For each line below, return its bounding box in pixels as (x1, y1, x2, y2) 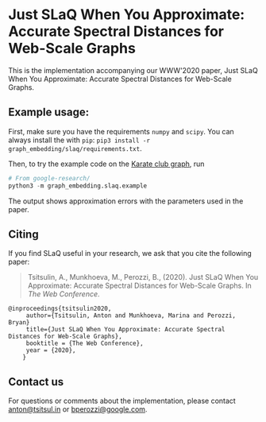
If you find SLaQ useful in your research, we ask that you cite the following (8, 249, 252, 258)
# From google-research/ (8, 174, 91, 182)
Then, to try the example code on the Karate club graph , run (8, 159, 205, 168)
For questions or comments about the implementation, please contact (8, 396, 236, 406)
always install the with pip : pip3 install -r (8, 135, 151, 145)
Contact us (8, 375, 64, 389)
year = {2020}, (25, 347, 77, 354)
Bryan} (8, 319, 30, 327)
